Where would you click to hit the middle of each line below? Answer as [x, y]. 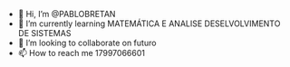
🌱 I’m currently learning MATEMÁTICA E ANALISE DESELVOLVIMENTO [149, 24]
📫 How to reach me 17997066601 [81, 53]
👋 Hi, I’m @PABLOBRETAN [67, 14]
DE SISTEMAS [44, 33]
